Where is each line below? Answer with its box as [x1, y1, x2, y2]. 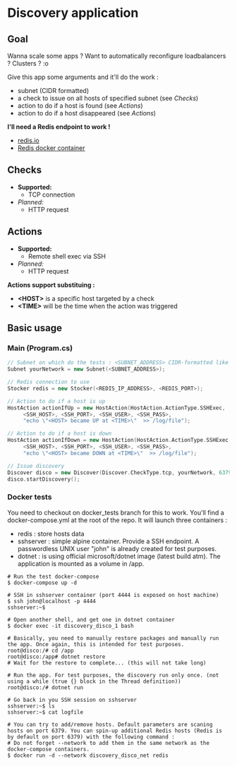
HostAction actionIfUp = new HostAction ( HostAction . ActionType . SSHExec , [7, 404, 226, 412]
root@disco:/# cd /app [7, 647, 74, 654]
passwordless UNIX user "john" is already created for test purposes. [17, 544, 217, 552]
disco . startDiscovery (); [7, 476, 80, 483]
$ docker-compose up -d [7, 579, 78, 586]
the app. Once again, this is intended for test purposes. [7, 641, 185, 648]
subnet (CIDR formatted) [17, 87, 90, 94]
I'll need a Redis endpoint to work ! [7, 123, 111, 131]
